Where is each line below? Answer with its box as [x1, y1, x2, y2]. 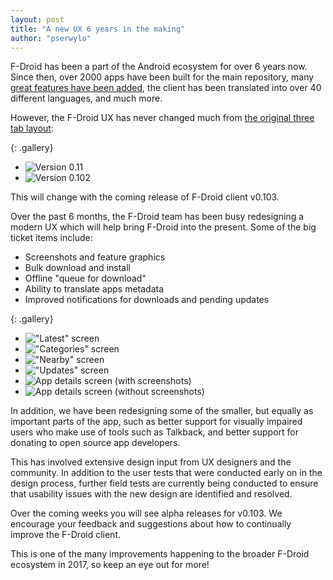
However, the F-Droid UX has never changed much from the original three [10, 112, 315, 124]
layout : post [10, 14, 65, 25]
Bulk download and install [24, 262, 131, 274]
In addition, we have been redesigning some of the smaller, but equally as [10, 405, 314, 417]
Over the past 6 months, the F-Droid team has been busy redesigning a [10, 211, 305, 223]
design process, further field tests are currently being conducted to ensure [10, 477, 319, 490]
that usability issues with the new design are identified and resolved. [10, 488, 293, 500]
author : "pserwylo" [10, 33, 92, 43]
